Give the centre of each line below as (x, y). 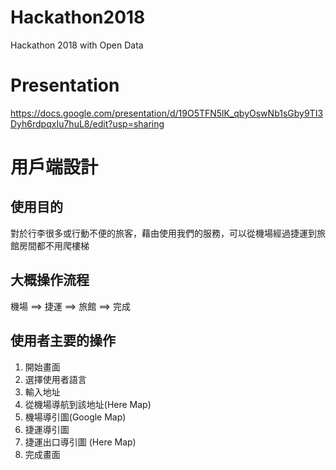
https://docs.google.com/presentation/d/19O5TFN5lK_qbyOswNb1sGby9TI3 (167, 113)
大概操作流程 (50, 280)
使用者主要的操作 (63, 341)
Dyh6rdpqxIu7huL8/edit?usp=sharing (87, 123)
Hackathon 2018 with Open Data (77, 45)
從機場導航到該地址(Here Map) (88, 404)
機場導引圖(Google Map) (75, 417)
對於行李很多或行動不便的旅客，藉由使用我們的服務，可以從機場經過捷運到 (163, 233)
